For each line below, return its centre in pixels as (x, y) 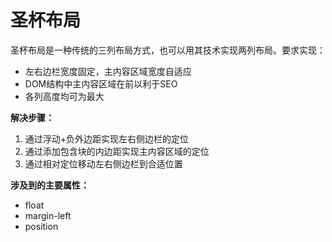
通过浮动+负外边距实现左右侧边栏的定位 (107, 138)
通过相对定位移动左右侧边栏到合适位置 (103, 163)
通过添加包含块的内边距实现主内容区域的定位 (117, 151)
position (41, 226)
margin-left (48, 215)
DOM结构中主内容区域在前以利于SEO (101, 83)
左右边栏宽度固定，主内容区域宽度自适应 (108, 71)
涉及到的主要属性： (50, 185)
